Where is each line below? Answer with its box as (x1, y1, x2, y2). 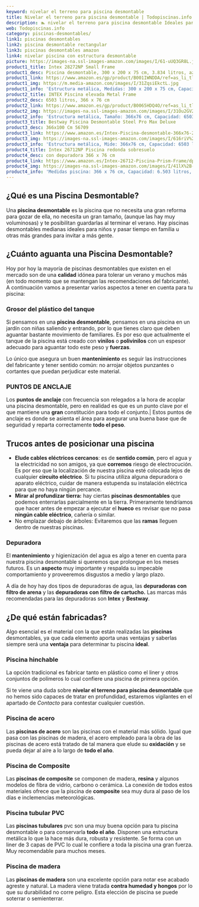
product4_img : (6, 163, 41, 169)
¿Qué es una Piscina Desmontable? (6, 191, 139, 201)
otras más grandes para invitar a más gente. (6, 232, 114, 239)
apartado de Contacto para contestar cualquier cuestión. (6, 699, 145, 707)
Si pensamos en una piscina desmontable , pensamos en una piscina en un (6, 318, 190, 325)
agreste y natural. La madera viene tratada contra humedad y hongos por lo (6, 882, 193, 889)
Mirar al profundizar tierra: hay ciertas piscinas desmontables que (14, 492, 181, 500)
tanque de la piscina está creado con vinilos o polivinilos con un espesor (6, 337, 186, 345)
